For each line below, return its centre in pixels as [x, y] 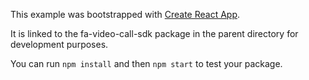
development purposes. [59, 44]
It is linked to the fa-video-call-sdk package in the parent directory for [154, 33]
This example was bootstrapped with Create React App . [125, 14]
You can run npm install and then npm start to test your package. [146, 63]
